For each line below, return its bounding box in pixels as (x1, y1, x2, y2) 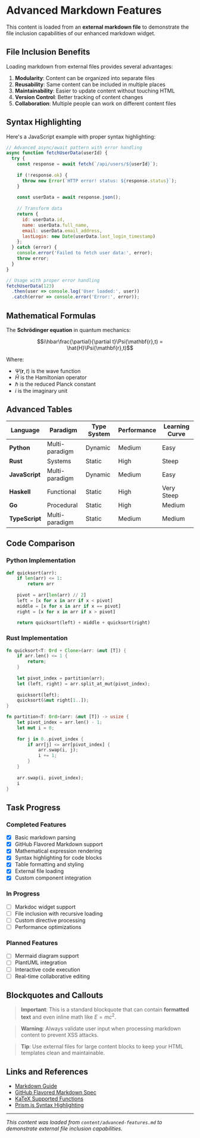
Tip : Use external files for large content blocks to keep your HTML (20, 1043, 183, 1050)
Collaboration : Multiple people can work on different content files (14, 100, 177, 107)
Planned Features (6, 939, 58, 947)
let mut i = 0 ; (17, 725, 55, 731)
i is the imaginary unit (14, 387, 68, 394)
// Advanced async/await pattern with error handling (6, 144, 143, 150)
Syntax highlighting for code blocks (14, 854, 102, 862)
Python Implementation (6, 556, 76, 565)
